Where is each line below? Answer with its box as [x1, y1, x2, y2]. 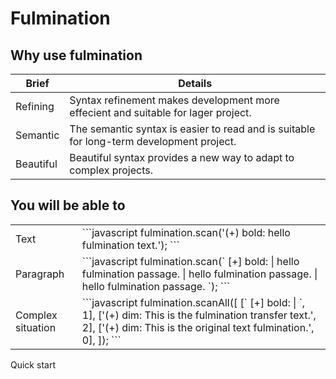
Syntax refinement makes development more [69, 93, 280, 107]
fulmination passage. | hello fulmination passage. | [81, 267, 318, 281]
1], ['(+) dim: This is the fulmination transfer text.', [81, 308, 317, 322]
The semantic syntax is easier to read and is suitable [69, 122, 316, 136]
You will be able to [10, 197, 126, 214]
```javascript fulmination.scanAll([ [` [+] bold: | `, [81, 295, 306, 309]
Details [178, 77, 213, 90]
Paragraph [15, 267, 65, 281]
